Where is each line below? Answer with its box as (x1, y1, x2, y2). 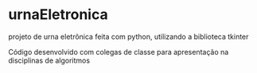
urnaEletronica (8, 6, 109, 24)
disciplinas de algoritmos (8, 56, 90, 65)
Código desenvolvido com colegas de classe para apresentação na (8, 47, 229, 56)
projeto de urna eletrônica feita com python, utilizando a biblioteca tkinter (8, 32, 249, 41)
